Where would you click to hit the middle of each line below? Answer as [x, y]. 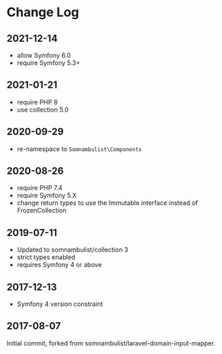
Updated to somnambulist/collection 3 [72, 250]
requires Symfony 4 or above [59, 265]
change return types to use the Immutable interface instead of [107, 203]
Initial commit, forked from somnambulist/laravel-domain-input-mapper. [111, 343]
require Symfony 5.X [47, 196]
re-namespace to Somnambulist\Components [79, 148]
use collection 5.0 [42, 110]
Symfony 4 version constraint [60, 304]
